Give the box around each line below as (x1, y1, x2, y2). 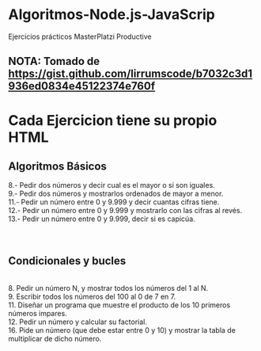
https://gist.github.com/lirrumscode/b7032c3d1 (8, 67, 253, 81)
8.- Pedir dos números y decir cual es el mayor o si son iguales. (8, 181, 215, 190)
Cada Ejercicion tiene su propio (8, 111, 217, 129)
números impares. (8, 309, 67, 319)
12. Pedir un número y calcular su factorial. (8, 317, 148, 326)
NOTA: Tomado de (8, 55, 100, 68)
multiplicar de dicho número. (8, 334, 102, 344)
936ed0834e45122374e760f (8, 79, 156, 93)
